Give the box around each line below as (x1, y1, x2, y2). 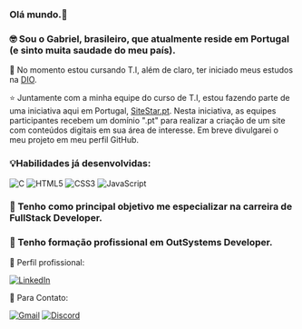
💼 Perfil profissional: (9, 256, 85, 267)
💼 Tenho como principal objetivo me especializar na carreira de (9, 200, 293, 213)
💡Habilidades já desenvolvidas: (9, 157, 151, 170)
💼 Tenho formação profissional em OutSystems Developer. (9, 236, 274, 249)
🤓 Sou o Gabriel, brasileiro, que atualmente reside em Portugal (9, 32, 290, 45)
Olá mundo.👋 (9, 8, 68, 21)
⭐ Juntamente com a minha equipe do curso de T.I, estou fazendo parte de (9, 93, 290, 104)
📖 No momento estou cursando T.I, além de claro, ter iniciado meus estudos (9, 65, 293, 75)
